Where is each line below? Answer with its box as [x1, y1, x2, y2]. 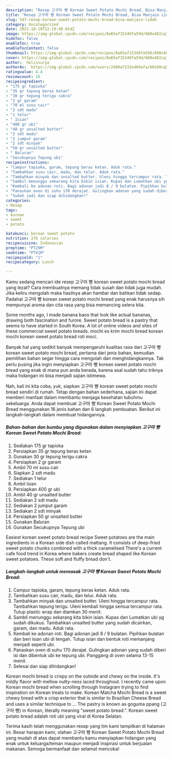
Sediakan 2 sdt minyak [13, 508, 61, 514]
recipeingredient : [6, 79, 45, 84]
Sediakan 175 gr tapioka [13, 443, 64, 449]
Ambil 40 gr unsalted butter [13, 492, 71, 498]
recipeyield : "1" [6, 255, 43, 260]
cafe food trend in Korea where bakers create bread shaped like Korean [6, 551, 156, 557]
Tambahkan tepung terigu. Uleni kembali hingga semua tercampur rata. [13, 603, 163, 609]
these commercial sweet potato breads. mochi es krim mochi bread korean [6, 328, 163, 334]
